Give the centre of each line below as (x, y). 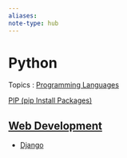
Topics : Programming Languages (64, 85)
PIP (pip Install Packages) (50, 100)
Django (32, 145)
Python (33, 63)
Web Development (55, 126)
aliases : (23, 16)
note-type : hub (34, 23)
